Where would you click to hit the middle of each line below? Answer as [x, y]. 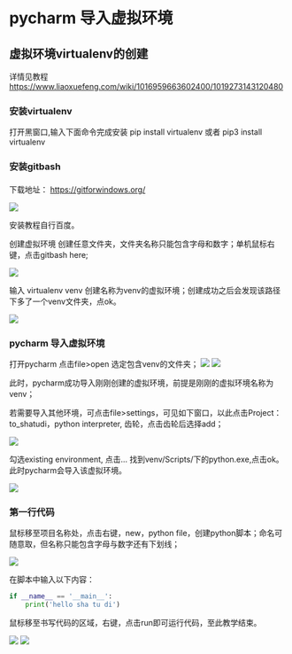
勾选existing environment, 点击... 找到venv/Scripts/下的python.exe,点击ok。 [147, 459]
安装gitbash [35, 167]
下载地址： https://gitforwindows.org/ [77, 189]
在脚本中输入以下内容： [52, 580]
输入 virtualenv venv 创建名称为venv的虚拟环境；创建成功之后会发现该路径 [145, 290]
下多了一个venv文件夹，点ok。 [65, 301]
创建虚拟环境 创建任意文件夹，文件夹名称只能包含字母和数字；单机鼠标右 [142, 244]
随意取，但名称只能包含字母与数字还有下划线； [94, 544]
